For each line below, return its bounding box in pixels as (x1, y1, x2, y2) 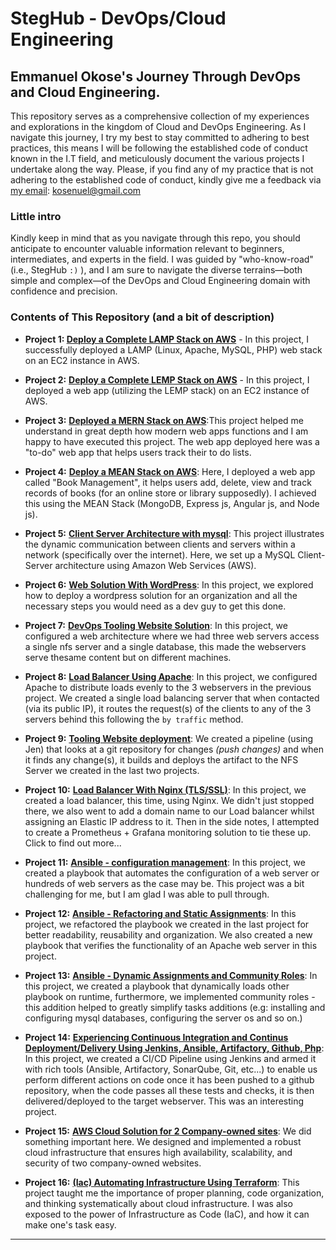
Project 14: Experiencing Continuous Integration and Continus (24, 1031, 289, 1043)
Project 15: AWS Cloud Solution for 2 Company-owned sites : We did (24, 1125, 312, 1137)
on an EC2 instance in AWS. (24, 354, 140, 366)
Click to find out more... (24, 837, 122, 849)
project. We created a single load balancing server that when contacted (24, 692, 320, 704)
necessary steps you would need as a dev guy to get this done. (24, 600, 287, 612)
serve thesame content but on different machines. (24, 651, 232, 663)
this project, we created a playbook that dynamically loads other (24, 980, 290, 992)
